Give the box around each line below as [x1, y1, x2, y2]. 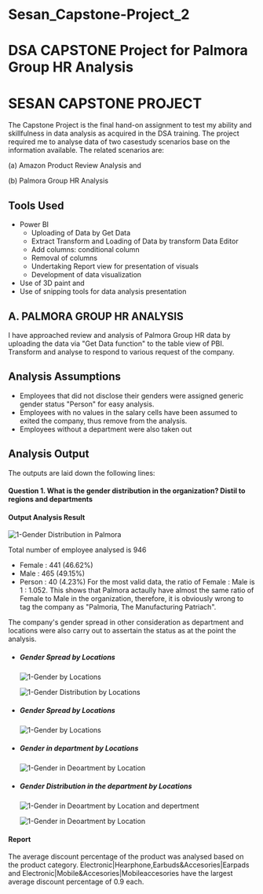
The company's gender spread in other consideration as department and [8, 618, 244, 627]
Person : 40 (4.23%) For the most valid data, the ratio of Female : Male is [19, 577, 255, 587]
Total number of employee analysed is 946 [8, 545, 147, 555]
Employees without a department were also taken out [19, 424, 192, 434]
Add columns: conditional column [31, 245, 140, 254]
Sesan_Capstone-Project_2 [8, 6, 190, 24]
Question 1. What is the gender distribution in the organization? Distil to [8, 486, 246, 495]
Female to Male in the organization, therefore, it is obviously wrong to [19, 594, 244, 603]
